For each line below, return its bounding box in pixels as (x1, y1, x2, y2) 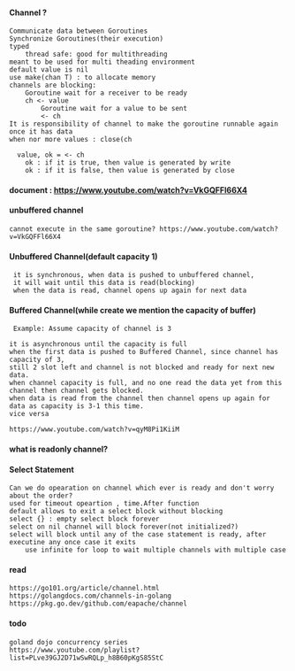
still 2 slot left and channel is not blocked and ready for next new (9, 363, 275, 372)
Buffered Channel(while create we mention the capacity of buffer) (9, 305, 256, 315)
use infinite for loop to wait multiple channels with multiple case (25, 545, 287, 555)
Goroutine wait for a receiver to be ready (25, 89, 188, 97)
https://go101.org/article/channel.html (9, 584, 161, 593)
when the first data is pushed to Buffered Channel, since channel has (9, 348, 278, 357)
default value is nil (9, 66, 89, 74)
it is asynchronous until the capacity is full (9, 340, 188, 349)
